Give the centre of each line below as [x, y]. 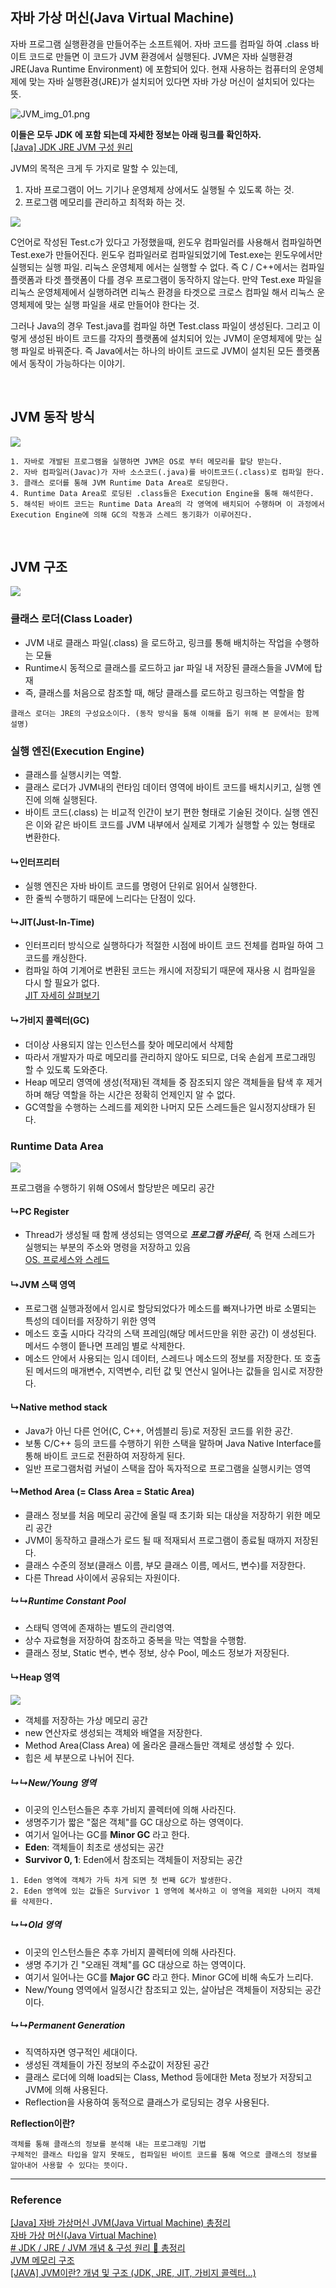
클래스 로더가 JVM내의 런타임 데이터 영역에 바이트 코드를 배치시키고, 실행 [167, 787]
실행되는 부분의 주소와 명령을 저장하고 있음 [108, 1247]
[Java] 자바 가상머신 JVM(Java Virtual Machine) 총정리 [120, 2223]
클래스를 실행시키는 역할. [73, 775]
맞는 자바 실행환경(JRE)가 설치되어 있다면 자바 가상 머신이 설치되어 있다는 [172, 81]
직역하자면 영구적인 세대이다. [81, 2052]
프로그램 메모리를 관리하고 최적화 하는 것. [105, 202]
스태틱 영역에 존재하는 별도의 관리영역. [99, 1627]
